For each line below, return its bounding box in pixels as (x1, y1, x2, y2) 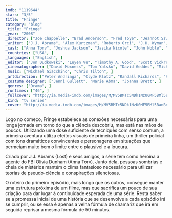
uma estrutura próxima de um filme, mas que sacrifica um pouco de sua (5, 185, 157, 191)
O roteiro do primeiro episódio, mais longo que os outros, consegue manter (5, 180, 164, 186)
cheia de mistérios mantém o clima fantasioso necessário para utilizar (5, 164, 153, 171)
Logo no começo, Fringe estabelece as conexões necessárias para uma (5, 116, 157, 123)
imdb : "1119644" (5, 7, 40, 13)
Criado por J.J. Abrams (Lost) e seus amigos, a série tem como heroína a (5, 154, 160, 160)
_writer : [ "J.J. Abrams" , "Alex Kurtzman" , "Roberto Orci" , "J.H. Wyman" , (5, 41, 168, 46)
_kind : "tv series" (5, 98, 47, 103)
